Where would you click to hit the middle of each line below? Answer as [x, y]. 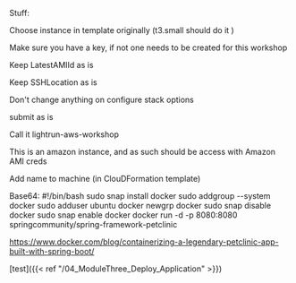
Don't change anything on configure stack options [101, 99]
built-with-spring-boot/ [52, 251]
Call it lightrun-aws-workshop [64, 134]
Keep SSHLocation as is [53, 82]
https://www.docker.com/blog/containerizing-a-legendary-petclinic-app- [144, 242]
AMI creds [28, 161]
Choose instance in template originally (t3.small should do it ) [122, 30]
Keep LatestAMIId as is [51, 65]
